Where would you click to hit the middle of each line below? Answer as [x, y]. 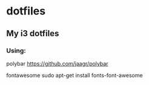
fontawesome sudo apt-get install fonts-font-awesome [75, 75]
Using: [16, 51]
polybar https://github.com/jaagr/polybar [57, 63]
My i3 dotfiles [33, 33]
